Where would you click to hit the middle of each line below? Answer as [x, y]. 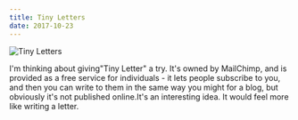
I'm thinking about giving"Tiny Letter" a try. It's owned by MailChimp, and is [148, 68]
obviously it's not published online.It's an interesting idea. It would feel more [149, 96]
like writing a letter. [44, 106]
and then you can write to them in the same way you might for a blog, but [144, 87]
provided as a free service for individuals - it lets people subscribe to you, [145, 77]
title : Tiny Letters [48, 17]
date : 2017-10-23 [41, 26]
